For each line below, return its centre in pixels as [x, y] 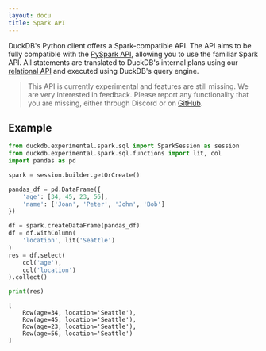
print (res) [26, 292]
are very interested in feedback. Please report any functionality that [138, 94]
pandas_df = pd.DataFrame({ [55, 189]
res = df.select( [37, 255]
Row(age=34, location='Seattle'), [79, 313]
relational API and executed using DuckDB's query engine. [104, 71]
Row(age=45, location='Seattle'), [79, 320]
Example [30, 128]
